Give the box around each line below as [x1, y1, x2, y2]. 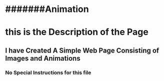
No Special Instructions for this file [5, 69, 91, 76]
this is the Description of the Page [5, 26, 148, 38]
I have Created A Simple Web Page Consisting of [5, 46, 159, 54]
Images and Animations [5, 54, 81, 62]
